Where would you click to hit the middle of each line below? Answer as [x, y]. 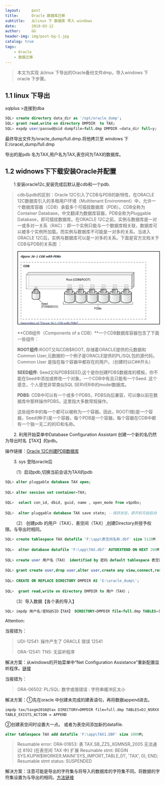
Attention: [15, 621]
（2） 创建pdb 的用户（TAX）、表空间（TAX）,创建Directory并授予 [81, 523]
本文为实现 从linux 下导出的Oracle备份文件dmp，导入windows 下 [83, 72]
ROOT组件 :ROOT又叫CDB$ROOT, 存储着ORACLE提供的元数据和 [82, 349]
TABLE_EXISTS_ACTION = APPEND [36, 715]
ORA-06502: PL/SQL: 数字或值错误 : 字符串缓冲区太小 [71, 689]
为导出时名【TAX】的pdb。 [33, 440]
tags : [11, 47]
